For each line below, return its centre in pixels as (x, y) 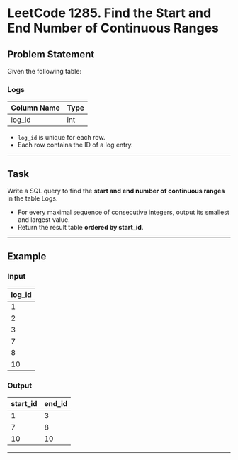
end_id (56, 404)
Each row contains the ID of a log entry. (75, 145)
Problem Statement (51, 54)
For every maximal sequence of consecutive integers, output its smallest (124, 212)
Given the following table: (45, 71)
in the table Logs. (33, 198)
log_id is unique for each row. (61, 138)
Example (27, 256)
